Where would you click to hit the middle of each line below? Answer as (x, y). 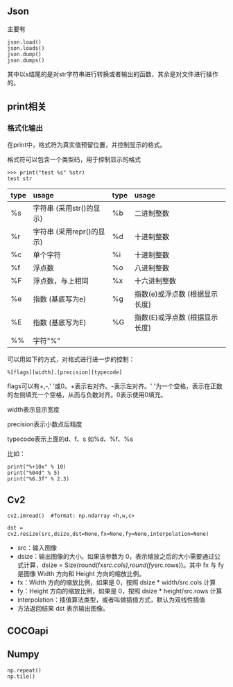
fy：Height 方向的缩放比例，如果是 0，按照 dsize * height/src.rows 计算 (120, 591)
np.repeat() (24, 670)
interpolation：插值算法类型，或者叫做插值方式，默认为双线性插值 (111, 600)
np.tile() (21, 676)
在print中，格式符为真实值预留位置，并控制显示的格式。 (87, 144)
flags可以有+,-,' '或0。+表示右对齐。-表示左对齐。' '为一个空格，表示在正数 (115, 386)
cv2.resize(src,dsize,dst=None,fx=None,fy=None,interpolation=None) (108, 534)
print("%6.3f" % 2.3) (38, 479)
